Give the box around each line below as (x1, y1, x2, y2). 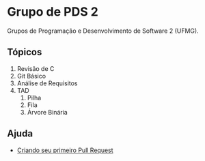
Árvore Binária (27, 108, 68, 116)
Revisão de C (16, 64, 55, 72)
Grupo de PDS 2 (7, 4, 99, 20)
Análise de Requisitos (16, 79, 78, 87)
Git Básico (16, 72, 46, 80)
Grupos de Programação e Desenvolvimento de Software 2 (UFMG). (7, 27, 200, 35)
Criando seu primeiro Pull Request (16, 146, 114, 154)
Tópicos (7, 46, 42, 58)
